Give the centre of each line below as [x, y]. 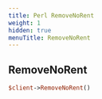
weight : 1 [25, 23]
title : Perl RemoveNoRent [51, 15]
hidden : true [30, 30]
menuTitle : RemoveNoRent [49, 38]
